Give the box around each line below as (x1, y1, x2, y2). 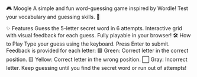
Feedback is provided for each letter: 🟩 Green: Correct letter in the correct (6, 47, 189, 54)
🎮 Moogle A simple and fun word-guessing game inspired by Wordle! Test (6, 5, 188, 12)
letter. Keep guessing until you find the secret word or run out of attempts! (6, 65, 187, 71)
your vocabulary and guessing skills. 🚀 (6, 14, 101, 20)
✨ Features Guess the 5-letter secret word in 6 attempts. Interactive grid (6, 25, 182, 31)
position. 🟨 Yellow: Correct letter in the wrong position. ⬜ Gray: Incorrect (6, 56, 188, 63)
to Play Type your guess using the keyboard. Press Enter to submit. (6, 40, 170, 47)
